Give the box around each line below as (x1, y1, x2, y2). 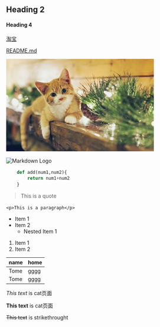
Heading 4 (6, 21, 32, 28)
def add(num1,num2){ (17, 169, 67, 175)
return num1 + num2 (27, 176, 70, 182)
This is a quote (20, 192, 57, 200)
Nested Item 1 (23, 228, 57, 235)
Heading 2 (6, 5, 45, 15)
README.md (6, 47, 37, 54)
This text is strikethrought (6, 313, 68, 321)
